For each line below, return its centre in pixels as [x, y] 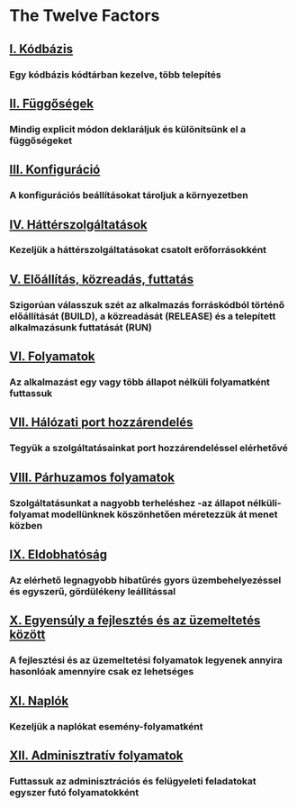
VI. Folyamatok [52, 357]
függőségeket [41, 141]
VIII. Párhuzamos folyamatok [92, 477]
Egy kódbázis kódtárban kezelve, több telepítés [116, 75]
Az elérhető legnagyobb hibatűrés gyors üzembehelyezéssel [145, 580]
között [27, 635]
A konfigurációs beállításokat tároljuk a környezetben [129, 195]
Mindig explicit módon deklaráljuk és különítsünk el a [127, 129]
